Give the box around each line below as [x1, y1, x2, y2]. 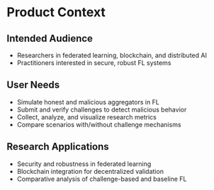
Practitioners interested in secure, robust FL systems [16, 59, 171, 67]
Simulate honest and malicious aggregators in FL [16, 97, 160, 106]
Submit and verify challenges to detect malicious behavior [16, 105, 187, 114]
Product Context [6, 4, 106, 20]
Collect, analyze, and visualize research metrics [16, 112, 157, 121]
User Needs [6, 79, 60, 91]
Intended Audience [6, 32, 94, 44]
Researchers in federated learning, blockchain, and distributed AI [16, 51, 207, 59]
